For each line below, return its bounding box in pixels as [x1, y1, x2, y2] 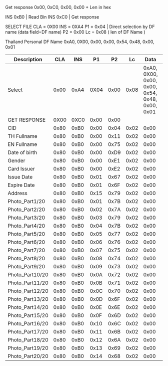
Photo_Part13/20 [7, 296, 48, 302]
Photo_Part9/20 [7, 263, 45, 270]
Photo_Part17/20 [7, 328, 48, 335]
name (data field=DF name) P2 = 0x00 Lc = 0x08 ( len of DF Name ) [5, 29, 146, 35]
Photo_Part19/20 [7, 344, 48, 351]
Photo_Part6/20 [7, 239, 45, 245]
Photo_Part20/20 [7, 353, 48, 359]
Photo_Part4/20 [7, 223, 45, 229]
